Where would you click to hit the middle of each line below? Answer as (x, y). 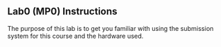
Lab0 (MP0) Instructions (63, 12)
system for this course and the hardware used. (75, 36)
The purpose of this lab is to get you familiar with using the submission (110, 28)
